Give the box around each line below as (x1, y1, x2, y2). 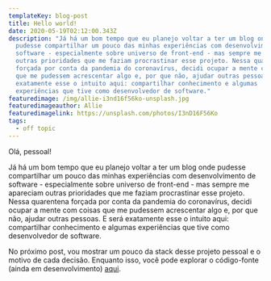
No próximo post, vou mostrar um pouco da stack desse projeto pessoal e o (8, 246, 261, 256)
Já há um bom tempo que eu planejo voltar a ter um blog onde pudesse (8, 162, 246, 172)
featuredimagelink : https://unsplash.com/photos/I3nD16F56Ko (8, 110, 219, 118)
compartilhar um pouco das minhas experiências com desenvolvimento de (8, 170, 256, 180)
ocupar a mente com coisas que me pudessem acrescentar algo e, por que (8, 205, 258, 215)
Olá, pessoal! (8, 146, 52, 156)
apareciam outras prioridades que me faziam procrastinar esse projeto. (8, 187, 245, 198)
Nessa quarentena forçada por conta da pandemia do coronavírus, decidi (8, 196, 252, 206)
